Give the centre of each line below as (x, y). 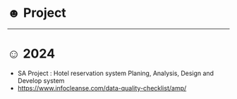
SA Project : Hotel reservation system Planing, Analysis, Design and (115, 73)
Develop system (41, 80)
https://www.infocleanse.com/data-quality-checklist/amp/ (102, 88)
